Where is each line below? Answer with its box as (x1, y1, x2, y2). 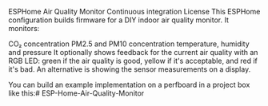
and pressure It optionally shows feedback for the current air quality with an (8, 48, 258, 57)
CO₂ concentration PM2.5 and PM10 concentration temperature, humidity (8, 39, 250, 49)
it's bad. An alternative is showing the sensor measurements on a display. (8, 65, 251, 74)
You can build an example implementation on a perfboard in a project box (8, 80, 250, 89)
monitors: (8, 24, 40, 33)
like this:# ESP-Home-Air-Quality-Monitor (8, 88, 145, 98)
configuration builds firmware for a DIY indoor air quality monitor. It (8, 15, 230, 25)
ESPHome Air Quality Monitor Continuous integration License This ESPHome (8, 7, 261, 16)
